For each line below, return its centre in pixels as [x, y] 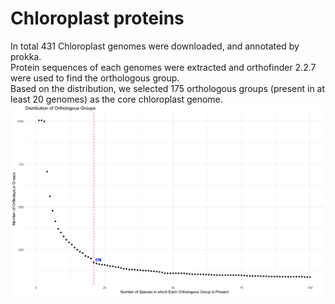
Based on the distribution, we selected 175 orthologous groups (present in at [168, 88]
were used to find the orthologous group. [95, 78]
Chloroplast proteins [97, 18]
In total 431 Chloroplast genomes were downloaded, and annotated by [155, 46]
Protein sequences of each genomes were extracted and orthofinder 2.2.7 [163, 67]
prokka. [26, 56]
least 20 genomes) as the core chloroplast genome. [116, 99]
